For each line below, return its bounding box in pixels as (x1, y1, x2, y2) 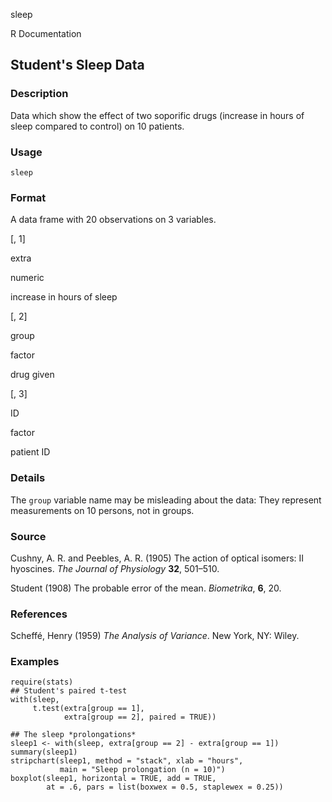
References (10, 607, 68, 621)
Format (10, 190, 47, 204)
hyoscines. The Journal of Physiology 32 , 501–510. (10, 562, 220, 574)
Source (10, 529, 47, 543)
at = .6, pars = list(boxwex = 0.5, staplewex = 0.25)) (46, 782, 284, 793)
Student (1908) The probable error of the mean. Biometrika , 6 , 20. (10, 582, 282, 594)
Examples (10, 655, 60, 669)
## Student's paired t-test (10, 686, 128, 696)
